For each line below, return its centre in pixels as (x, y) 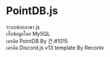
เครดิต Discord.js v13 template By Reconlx (55, 48)
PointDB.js (32, 11)
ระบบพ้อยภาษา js (23, 27)
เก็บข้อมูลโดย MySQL (28, 33)
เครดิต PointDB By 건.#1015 (37, 41)
